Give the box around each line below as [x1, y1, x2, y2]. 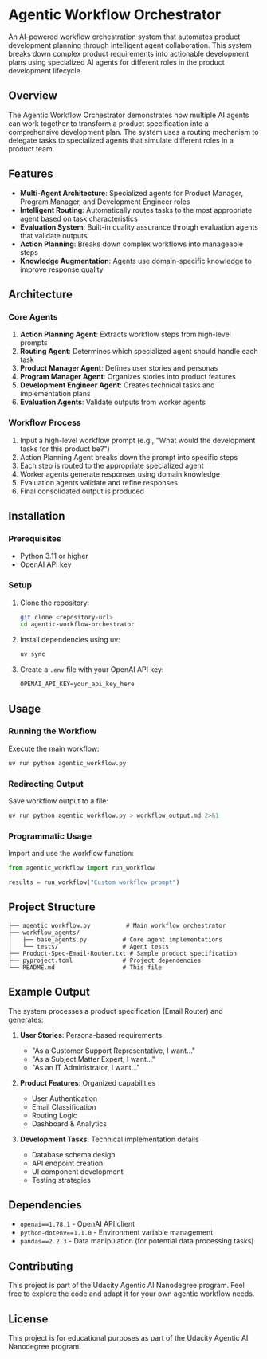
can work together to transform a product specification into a [8, 118, 209, 128]
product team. [8, 143, 55, 153]
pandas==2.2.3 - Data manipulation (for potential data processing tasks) [19, 1236, 254, 1246]
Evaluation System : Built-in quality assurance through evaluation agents [19, 222, 259, 232]
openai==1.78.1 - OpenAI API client [19, 1220, 135, 1229]
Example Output [8, 985, 90, 999]
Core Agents [8, 311, 58, 322]
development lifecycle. [8, 65, 83, 75]
